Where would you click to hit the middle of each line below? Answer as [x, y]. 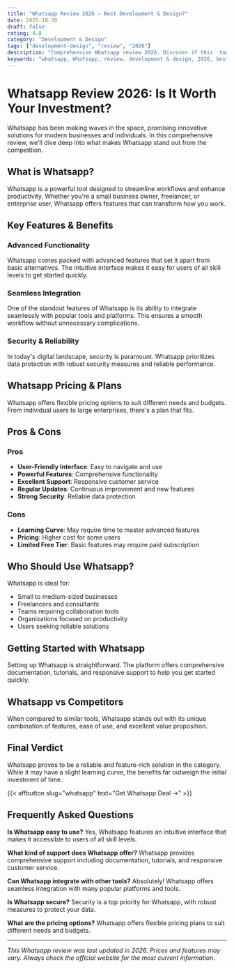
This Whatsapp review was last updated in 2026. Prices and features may [114, 950]
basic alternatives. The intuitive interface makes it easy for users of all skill [114, 268]
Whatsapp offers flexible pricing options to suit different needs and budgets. [117, 402]
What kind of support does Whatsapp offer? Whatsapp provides [101, 853]
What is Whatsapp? [50, 172]
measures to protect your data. [52, 909]
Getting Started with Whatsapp [76, 648]
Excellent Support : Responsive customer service [88, 482]
